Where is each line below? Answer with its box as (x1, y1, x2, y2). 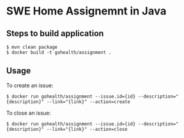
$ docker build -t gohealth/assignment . (6, 49, 112, 55)
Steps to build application (6, 28, 104, 39)
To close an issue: (6, 109, 51, 116)
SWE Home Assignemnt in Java (6, 4, 167, 18)
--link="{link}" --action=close (46, 126, 128, 132)
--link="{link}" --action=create (46, 98, 130, 105)
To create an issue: (6, 81, 54, 89)
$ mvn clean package (6, 44, 58, 50)
